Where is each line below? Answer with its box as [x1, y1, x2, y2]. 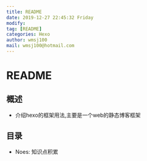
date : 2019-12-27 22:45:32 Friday [6, 15, 94, 21]
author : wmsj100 [6, 37, 47, 43]
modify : [6, 20, 26, 26]
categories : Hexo [6, 31, 50, 38]
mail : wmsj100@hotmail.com [6, 43, 75, 49]
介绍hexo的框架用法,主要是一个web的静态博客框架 [15, 111, 141, 119]
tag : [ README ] [6, 25, 43, 32]
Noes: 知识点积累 [15, 148, 59, 155]
